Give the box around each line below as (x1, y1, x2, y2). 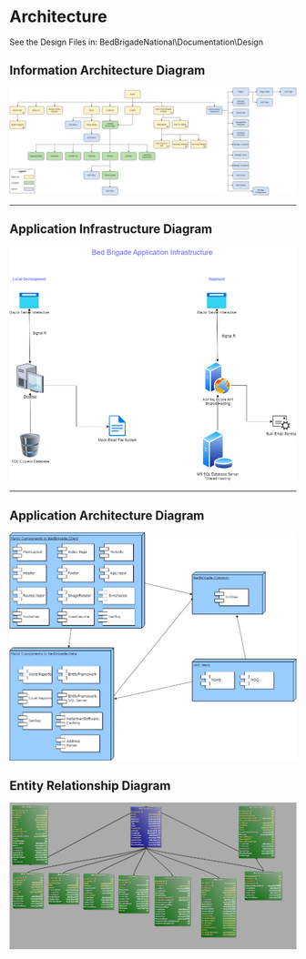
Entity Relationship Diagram (9, 778, 171, 793)
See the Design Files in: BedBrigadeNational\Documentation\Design (9, 36, 264, 47)
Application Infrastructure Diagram (9, 221, 213, 237)
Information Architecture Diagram (9, 63, 206, 78)
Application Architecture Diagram (9, 508, 205, 523)
